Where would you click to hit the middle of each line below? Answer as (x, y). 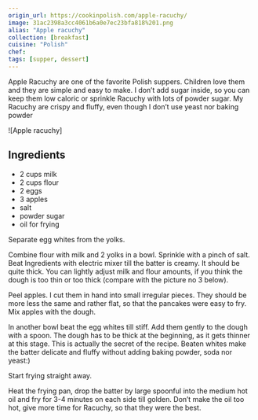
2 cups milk (38, 174)
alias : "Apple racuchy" (47, 30)
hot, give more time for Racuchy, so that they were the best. (105, 407)
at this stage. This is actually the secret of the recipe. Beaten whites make (127, 344)
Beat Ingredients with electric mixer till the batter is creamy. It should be (124, 263)
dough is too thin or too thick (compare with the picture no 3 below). (118, 279)
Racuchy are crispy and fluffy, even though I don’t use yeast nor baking (124, 106)
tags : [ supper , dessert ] (49, 60)
